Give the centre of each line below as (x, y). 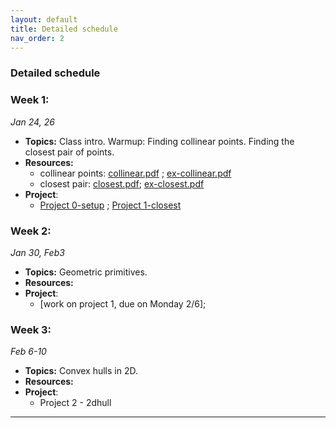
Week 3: (31, 329)
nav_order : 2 (37, 38)
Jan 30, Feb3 (37, 252)
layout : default (44, 19)
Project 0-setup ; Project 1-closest (110, 205)
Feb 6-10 (28, 352)
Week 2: (31, 231)
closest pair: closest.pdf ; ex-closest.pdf (122, 183)
